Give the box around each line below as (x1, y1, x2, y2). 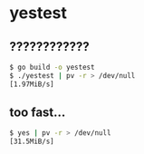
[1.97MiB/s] (9, 80, 54, 89)
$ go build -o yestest (9, 63, 95, 72)
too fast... (9, 105, 66, 120)
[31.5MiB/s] (9, 137, 54, 147)
